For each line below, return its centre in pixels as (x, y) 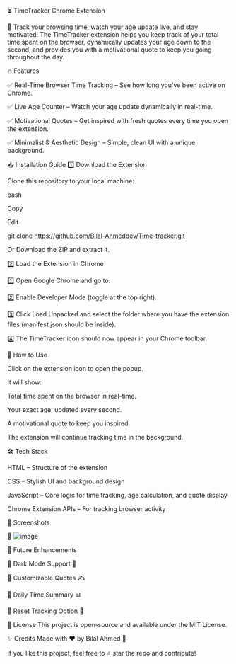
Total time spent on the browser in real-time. (72, 396)
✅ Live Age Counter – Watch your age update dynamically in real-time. (110, 107)
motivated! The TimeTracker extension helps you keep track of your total (113, 34)
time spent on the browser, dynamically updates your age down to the (109, 42)
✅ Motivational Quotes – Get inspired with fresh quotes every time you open (118, 121)
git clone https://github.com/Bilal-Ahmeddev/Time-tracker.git (96, 236)
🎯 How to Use (27, 355)
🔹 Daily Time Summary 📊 (45, 595)
